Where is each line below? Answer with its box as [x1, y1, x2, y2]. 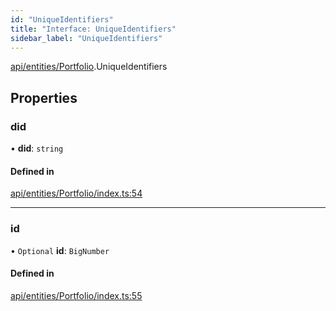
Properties [10, 89, 78, 106]
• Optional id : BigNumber [10, 244, 110, 256]
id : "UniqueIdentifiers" [10, 14, 114, 25]
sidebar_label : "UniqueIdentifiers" [10, 33, 163, 43]
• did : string [10, 142, 64, 155]
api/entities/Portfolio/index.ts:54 [10, 187, 143, 200]
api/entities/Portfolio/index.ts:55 [10, 289, 143, 301]
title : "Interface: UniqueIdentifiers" [10, 24, 177, 34]
